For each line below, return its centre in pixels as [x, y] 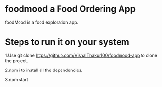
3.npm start [17, 79]
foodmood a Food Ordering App [70, 9]
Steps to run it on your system [67, 42]
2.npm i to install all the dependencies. [44, 70]
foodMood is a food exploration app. [42, 22]
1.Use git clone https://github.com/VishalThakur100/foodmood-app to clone [81, 55]
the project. [17, 61]
